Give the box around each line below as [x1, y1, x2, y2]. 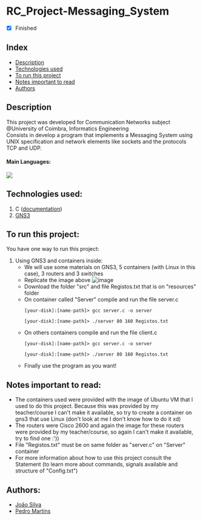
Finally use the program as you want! [24, 362, 117, 370]
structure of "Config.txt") [15, 467, 78, 474]
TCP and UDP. [6, 144, 42, 152]
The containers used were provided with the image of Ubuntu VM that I [15, 396, 193, 403]
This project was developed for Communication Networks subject [6, 118, 170, 125]
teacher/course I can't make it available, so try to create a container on [15, 409, 192, 416]
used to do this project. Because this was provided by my [15, 402, 159, 410]
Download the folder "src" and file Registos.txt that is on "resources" [24, 283, 197, 290]
